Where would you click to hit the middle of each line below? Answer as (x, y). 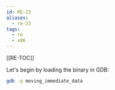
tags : (13, 29)
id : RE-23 (19, 12)
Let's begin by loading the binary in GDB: (58, 70)
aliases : (17, 18)
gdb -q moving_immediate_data (45, 81)
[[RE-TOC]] (20, 58)
